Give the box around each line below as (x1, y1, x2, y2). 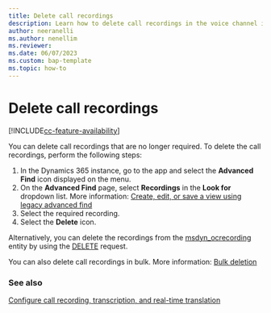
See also (8, 277, 43, 288)
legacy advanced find (19, 199, 93, 210)
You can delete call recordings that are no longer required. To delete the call (8, 141, 261, 151)
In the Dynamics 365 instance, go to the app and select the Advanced (19, 165, 254, 175)
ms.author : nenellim (8, 34, 78, 43)
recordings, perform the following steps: (8, 150, 143, 160)
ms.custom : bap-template (8, 57, 92, 65)
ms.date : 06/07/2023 (8, 49, 78, 57)
